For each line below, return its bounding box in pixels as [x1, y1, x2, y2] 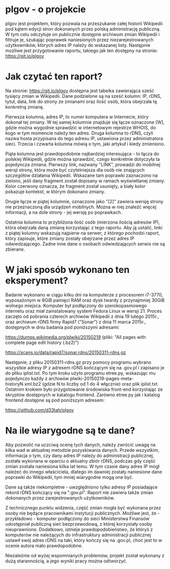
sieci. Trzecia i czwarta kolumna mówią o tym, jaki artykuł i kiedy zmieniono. [5, 141, 165, 147]
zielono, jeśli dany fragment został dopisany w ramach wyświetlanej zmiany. [5, 177, 165, 184]
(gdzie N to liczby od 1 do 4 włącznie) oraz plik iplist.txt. [42, 381, 159, 387]
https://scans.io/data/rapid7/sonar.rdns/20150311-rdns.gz [5, 349, 126, 355]
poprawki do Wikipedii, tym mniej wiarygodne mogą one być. [5, 474, 134, 480]
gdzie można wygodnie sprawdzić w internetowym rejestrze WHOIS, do [5, 124, 156, 130]
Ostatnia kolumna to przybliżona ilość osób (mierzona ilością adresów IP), [5, 219, 160, 225]
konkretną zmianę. [5, 103, 44, 110]
